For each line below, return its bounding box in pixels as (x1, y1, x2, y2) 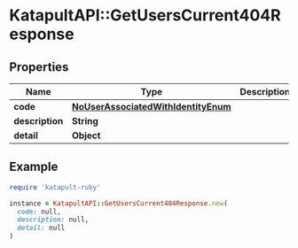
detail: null (17, 223, 66, 233)
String (71, 115, 99, 127)
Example (9, 159, 59, 174)
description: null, (17, 215, 90, 224)
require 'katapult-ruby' (9, 182, 101, 191)
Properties (9, 59, 69, 74)
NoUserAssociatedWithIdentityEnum (71, 101, 232, 112)
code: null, (17, 207, 62, 216)
